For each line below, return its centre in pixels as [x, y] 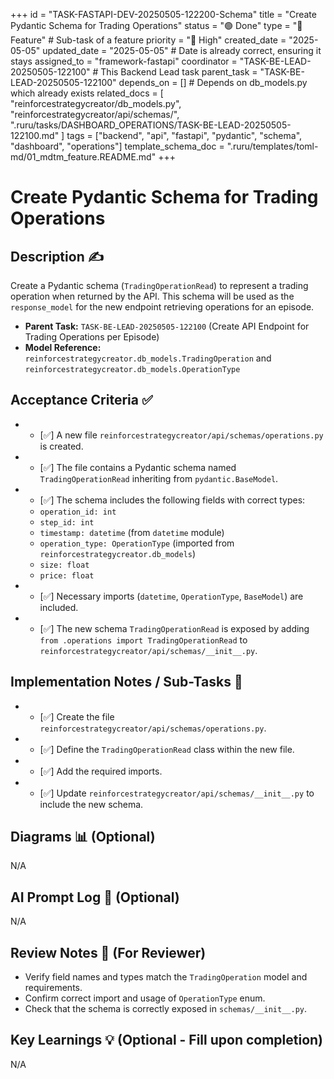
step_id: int [67, 522]
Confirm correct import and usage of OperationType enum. [145, 998]
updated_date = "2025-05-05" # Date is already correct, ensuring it [182, 50]
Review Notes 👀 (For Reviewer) [108, 952]
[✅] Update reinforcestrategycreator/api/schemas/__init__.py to [177, 793]
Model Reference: [63, 347]
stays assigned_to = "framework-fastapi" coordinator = [124, 61]
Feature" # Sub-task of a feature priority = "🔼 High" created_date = [148, 40]
